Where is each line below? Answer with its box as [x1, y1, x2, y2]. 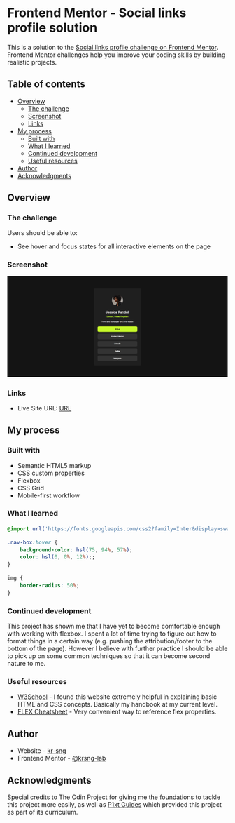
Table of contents [7, 79, 85, 91]
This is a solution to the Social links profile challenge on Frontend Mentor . [7, 43, 219, 51]
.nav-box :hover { [7, 539, 58, 546]
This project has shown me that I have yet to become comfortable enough [7, 622, 220, 631]
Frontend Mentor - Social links [7, 5, 187, 21]
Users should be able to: [7, 229, 78, 237]
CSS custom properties [17, 469, 85, 477]
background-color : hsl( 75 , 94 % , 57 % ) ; [20, 546, 133, 554]
